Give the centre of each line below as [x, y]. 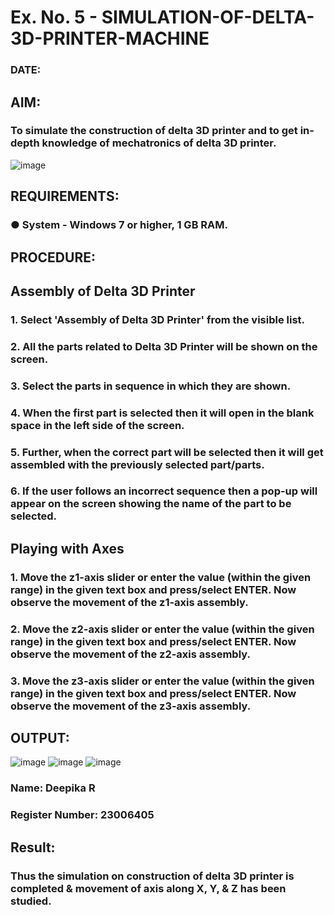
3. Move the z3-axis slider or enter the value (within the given [162, 681]
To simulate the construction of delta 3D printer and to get [154, 131]
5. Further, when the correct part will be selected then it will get [167, 452]
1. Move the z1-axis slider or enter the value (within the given [161, 577]
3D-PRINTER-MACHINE [110, 38]
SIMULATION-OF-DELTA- [208, 17]
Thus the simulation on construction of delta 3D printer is [152, 876]
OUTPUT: [40, 737]
